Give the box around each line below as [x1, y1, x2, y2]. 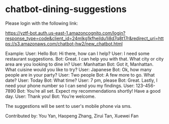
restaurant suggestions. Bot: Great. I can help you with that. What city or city [5, 55, 164, 61]
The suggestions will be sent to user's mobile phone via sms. [5, 103, 132, 109]
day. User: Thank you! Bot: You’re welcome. [5, 93, 96, 99]
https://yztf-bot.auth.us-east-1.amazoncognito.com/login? [5, 30, 126, 36]
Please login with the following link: [5, 20, 78, 26]
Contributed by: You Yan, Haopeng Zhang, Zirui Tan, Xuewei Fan [5, 112, 139, 119]
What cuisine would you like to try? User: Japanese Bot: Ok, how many [5, 67, 152, 73]
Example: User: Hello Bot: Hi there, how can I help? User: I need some [5, 50, 150, 56]
